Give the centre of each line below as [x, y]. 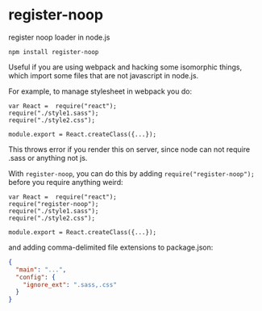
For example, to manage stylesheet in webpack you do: [100, 91]
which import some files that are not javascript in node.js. [104, 75]
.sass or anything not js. [48, 158]
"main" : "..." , [41, 269]
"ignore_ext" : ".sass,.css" [70, 284]
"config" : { [36, 277]
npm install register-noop [54, 52]
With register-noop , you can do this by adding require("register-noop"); [132, 173]
